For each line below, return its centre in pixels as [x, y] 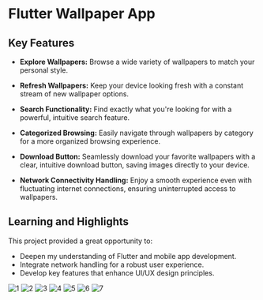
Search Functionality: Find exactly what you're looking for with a [126, 109]
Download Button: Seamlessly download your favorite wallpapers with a [137, 156]
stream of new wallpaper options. [74, 94]
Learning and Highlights [68, 222]
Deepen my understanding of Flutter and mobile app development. [128, 256]
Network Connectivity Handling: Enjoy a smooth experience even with [136, 180]
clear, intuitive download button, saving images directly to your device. [135, 165]
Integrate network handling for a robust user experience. [112, 264]
